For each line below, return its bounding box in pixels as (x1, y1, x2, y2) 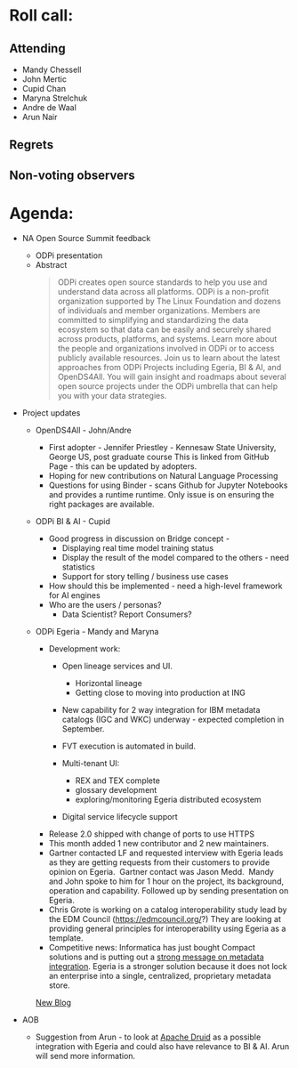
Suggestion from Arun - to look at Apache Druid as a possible (35, 1032, 262, 1042)
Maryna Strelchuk (21, 93, 88, 103)
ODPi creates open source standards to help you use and (57, 277, 268, 287)
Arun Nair (21, 112, 58, 122)
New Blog (35, 997, 71, 1007)
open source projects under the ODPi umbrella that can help (57, 380, 278, 392)
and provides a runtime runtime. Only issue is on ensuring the (48, 489, 275, 499)
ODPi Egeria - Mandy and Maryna (35, 626, 159, 636)
